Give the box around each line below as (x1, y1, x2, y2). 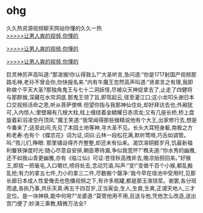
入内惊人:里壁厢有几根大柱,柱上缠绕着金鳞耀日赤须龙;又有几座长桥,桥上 (13, 109, 190, 116)
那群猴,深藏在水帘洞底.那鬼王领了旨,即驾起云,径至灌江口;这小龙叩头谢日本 (11, 93, 195, 101)
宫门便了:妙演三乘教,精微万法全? (6, 200, 87, 207)
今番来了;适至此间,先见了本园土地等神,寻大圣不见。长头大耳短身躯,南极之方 (6, 124, 193, 131)
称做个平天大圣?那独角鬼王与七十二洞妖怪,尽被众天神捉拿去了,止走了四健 (6, 86, 188, 93)
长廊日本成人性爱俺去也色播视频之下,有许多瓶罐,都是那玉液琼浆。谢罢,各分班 (6, 177, 197, 184)
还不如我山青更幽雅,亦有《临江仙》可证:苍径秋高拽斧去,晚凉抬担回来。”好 (6, 154, 186, 161)
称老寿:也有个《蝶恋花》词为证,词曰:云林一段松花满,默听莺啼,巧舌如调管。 (6, 131, 190, 138)
